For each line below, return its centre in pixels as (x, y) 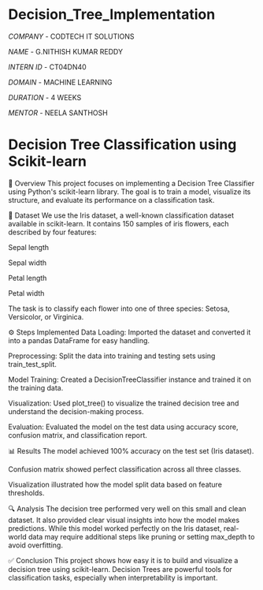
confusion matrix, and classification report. (78, 435)
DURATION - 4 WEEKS (45, 97)
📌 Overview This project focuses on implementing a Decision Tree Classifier (131, 183)
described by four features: (52, 232)
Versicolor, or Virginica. (46, 316)
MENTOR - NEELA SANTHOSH (58, 113)
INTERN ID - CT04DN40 (47, 67)
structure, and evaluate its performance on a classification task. (111, 200)
